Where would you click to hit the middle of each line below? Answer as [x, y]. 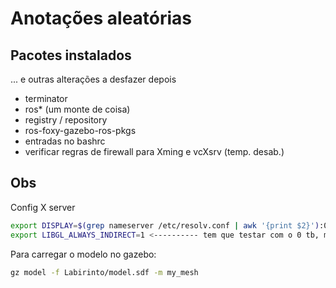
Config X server [43, 207]
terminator [46, 98]
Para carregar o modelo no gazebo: [83, 254]
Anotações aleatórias [101, 18]
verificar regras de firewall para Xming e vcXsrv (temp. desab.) [154, 151]
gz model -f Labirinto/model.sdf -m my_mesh [104, 272]
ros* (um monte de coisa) [77, 109]
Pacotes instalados [71, 55]
